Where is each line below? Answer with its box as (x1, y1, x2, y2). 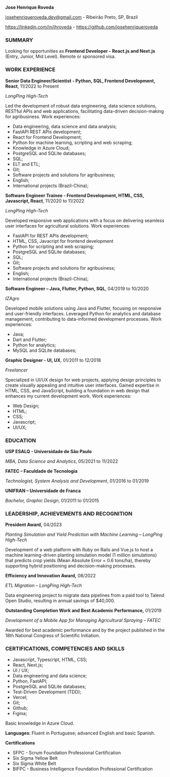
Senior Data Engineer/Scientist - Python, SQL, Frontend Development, (5, 78, 155, 84)
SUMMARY (5, 36, 33, 44)
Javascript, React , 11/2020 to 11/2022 (5, 198, 84, 204)
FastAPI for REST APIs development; (12, 233, 89, 239)
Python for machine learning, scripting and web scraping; (12, 139, 133, 145)
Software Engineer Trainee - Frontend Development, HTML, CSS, (5, 192, 144, 198)
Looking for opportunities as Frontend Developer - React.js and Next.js (5, 48, 155, 54)
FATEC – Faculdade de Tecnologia (5, 468, 78, 474)
